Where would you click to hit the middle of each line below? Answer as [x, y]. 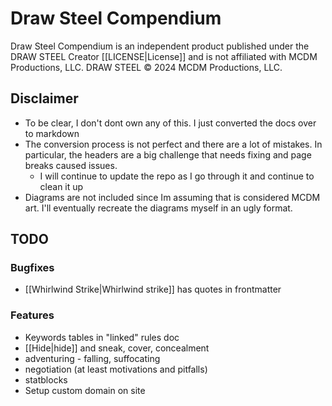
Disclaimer [44, 98]
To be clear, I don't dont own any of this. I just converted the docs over [170, 123]
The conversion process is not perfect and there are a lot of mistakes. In [173, 144]
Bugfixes [32, 268]
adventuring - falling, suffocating [92, 358]
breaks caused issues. [71, 165]
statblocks [46, 379]
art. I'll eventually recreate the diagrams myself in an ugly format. [158, 208]
